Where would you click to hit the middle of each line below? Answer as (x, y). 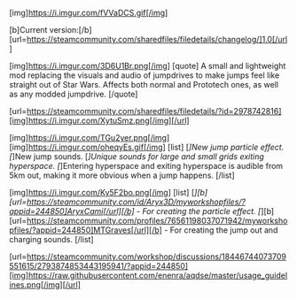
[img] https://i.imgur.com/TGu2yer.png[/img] (90, 138)
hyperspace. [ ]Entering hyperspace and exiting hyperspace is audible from (146, 166)
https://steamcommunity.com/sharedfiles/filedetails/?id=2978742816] (154, 111)
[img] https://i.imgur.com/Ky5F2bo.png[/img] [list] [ (102, 192)
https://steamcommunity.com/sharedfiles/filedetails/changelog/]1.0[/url (157, 39)
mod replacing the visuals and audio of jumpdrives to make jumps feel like (145, 75)
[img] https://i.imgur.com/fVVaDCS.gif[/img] (89, 13)
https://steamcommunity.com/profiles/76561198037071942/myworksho (157, 221)
